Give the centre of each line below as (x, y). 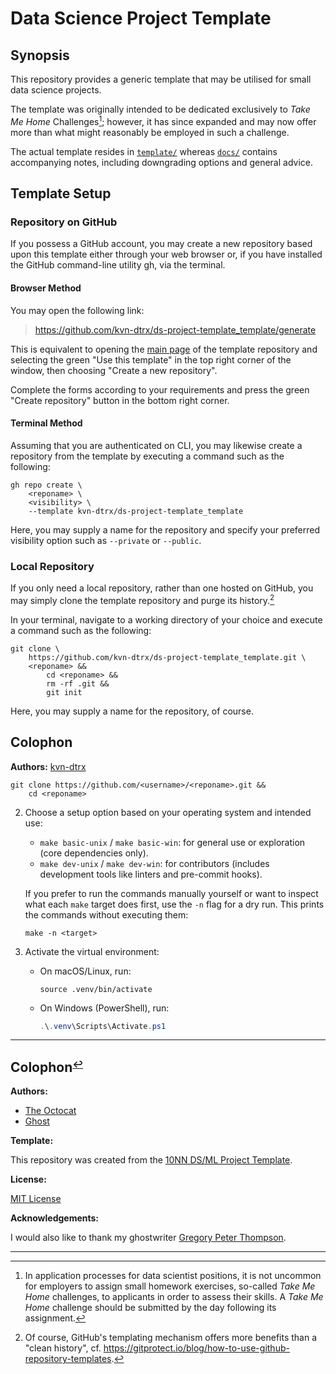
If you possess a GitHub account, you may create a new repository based (161, 244)
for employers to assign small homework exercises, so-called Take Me (170, 1286)
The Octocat (50, 1111)
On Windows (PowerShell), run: (104, 1008)
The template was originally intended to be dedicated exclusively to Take (160, 109)
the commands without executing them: (106, 914)
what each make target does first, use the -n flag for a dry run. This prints (174, 904)
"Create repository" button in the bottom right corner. (120, 400)
